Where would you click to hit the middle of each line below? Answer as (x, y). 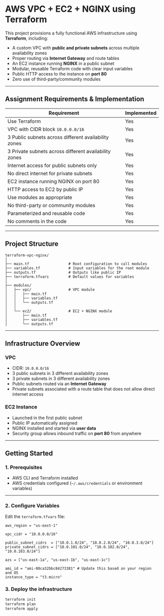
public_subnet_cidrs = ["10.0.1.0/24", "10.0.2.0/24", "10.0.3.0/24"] (79, 543)
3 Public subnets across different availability (58, 137)
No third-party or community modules (51, 205)
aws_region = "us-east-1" (31, 525)
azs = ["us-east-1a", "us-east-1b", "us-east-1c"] (58, 560)
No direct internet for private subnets (50, 173)
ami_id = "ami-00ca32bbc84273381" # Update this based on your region (78, 568)
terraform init (20, 599)
